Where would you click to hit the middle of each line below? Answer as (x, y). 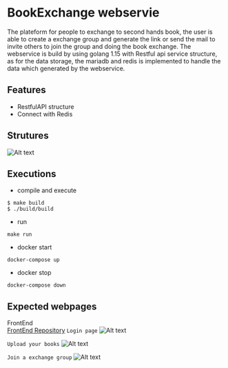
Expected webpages (52, 306)
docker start (34, 247)
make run (20, 235)
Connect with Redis (45, 114)
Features (27, 90)
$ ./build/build (30, 209)
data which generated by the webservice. (66, 68)
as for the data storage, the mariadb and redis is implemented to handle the (114, 61)
